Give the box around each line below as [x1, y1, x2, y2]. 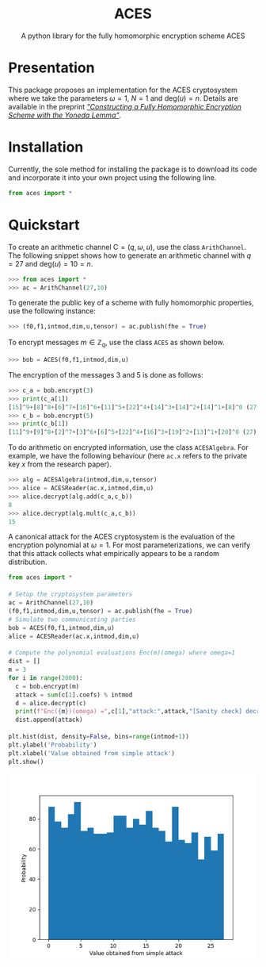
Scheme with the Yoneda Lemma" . [8, 110, 122, 120]
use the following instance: [8, 306, 97, 316]
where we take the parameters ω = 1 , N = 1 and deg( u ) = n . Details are [8, 93, 239, 103]
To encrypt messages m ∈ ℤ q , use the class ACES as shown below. [8, 338, 225, 349]
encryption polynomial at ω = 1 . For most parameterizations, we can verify [8, 540, 251, 550]
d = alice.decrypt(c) [15, 699, 87, 707]
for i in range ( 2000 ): [8, 673, 83, 682]
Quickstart [8, 216, 81, 234]
